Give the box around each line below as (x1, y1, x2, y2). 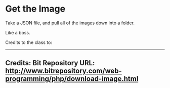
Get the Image (5, 3, 66, 15)
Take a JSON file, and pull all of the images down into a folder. (5, 20, 135, 26)
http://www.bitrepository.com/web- (5, 67, 122, 75)
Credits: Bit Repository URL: (5, 59, 95, 67)
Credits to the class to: (5, 39, 52, 46)
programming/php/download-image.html (5, 74, 139, 83)
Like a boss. (5, 29, 30, 35)
